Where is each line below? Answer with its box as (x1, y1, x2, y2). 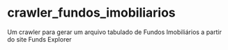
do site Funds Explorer (7, 35, 72, 43)
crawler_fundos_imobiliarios (7, 5, 176, 21)
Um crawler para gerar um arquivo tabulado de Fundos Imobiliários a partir (7, 28, 222, 36)
